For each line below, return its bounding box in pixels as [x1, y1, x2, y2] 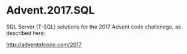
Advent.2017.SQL [6, 4, 95, 17]
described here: [6, 29, 46, 36]
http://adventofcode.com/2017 [6, 41, 82, 48]
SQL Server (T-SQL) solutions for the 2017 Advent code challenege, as [6, 23, 182, 30]
